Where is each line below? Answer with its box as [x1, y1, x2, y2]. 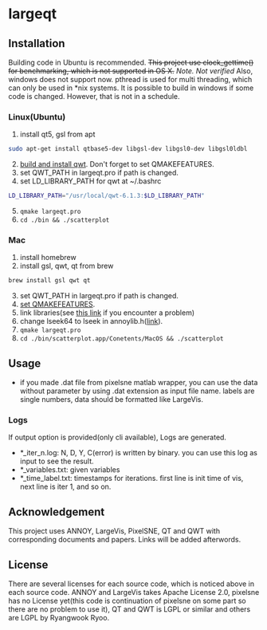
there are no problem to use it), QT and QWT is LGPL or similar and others [8, 604, 251, 614]
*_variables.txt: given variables [19, 465, 120, 474]
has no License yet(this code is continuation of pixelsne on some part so [8, 596, 246, 605]
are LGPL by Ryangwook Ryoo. [8, 612, 110, 622]
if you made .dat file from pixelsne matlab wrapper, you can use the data [19, 378, 258, 388]
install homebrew [19, 253, 77, 262]
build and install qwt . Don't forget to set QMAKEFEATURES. [19, 159, 215, 169]
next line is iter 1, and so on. [19, 482, 112, 491]
